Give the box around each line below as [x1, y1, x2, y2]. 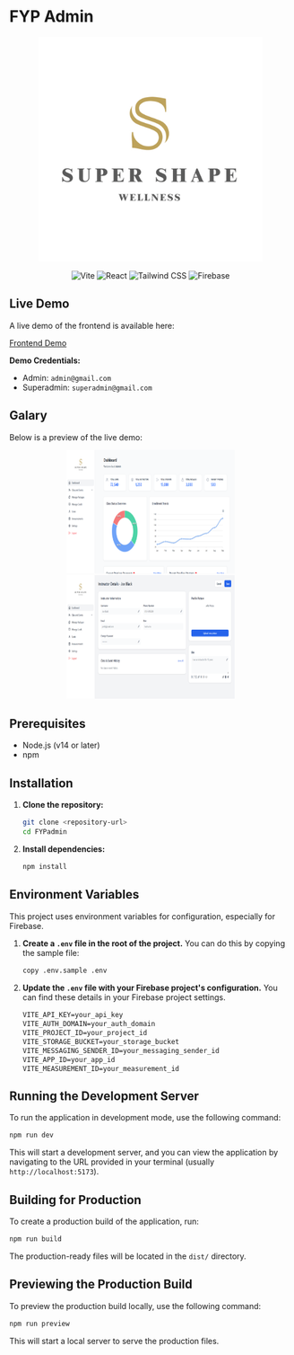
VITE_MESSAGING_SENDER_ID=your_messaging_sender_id [22, 1046, 220, 1055]
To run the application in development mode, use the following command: [9, 1112, 281, 1123]
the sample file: [22, 947, 80, 958]
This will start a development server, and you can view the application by [9, 1147, 279, 1158]
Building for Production [9, 1192, 142, 1208]
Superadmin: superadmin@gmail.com [22, 382, 152, 393]
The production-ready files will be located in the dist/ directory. [9, 1251, 246, 1262]
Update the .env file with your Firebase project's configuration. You [22, 982, 278, 993]
